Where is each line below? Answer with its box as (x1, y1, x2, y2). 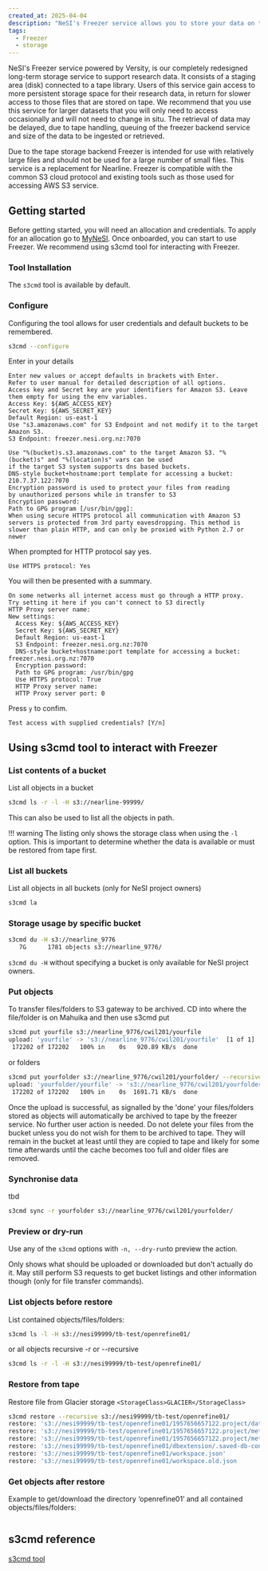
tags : (8, 26, 26, 34)
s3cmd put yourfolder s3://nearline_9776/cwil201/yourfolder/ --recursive (8, 1073, 262, 1081)
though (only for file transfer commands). (8, 1276, 144, 1287)
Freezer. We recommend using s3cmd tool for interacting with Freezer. (8, 241, 240, 252)
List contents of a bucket (8, 765, 106, 776)
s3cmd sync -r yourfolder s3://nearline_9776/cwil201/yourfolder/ (8, 1207, 234, 1215)
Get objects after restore (8, 1476, 105, 1487)
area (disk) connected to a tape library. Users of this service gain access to (8, 81, 255, 90)
